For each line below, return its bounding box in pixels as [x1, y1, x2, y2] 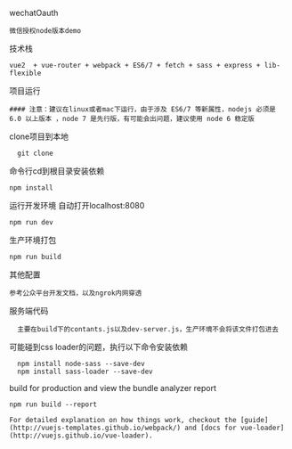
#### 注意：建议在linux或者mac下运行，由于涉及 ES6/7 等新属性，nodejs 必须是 [9, 105, 276, 114]
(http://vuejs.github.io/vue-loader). [9, 431, 153, 440]
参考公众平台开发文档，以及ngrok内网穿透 [9, 289, 142, 298]
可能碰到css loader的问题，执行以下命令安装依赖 [9, 342, 189, 352]
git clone [17, 149, 53, 158]
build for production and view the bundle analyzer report [9, 383, 216, 393]
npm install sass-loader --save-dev [17, 367, 153, 376]
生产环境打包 [9, 235, 56, 245]
